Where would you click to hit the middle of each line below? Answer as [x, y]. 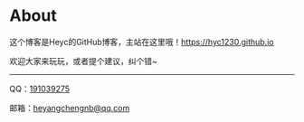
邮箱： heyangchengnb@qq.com [70, 108]
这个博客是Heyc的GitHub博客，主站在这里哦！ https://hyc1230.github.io [142, 42]
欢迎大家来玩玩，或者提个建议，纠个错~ [84, 61]
